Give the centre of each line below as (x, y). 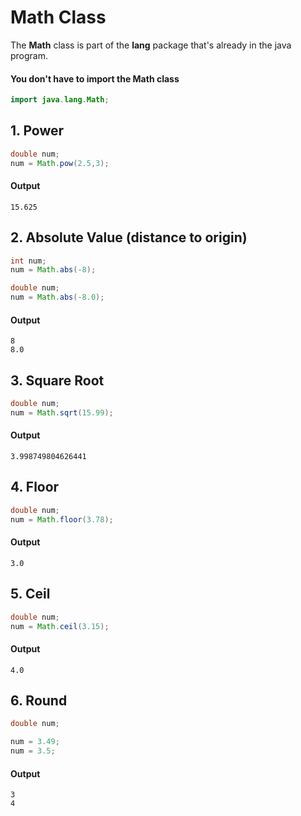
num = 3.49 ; (35, 742)
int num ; (28, 261)
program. (29, 55)
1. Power (37, 131)
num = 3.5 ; (33, 751)
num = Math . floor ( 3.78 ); (62, 519)
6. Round (39, 700)
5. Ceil (30, 594)
